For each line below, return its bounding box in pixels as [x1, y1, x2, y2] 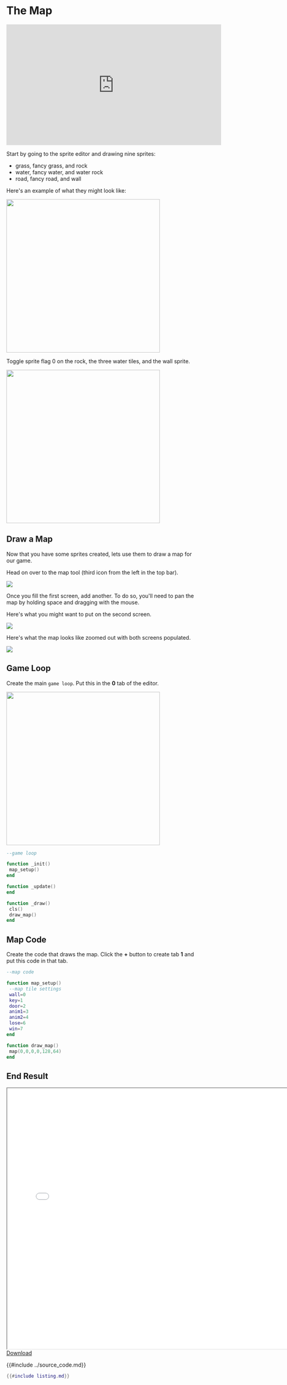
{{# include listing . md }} [6, 1373, 70, 1379]
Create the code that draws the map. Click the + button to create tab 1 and [6, 951, 194, 958]
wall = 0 [9, 991, 26, 997]
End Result [6, 1071, 48, 1081]
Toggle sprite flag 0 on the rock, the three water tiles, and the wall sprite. [6, 357, 190, 365]
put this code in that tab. [6, 957, 68, 965]
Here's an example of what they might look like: [6, 186, 127, 194]
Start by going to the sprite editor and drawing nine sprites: [6, 150, 156, 157]
